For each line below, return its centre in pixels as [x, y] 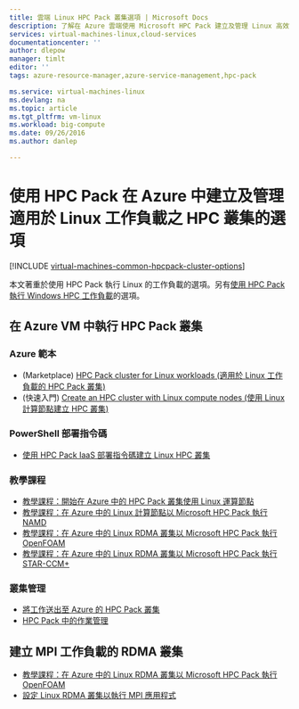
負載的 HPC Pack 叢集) [64, 386]
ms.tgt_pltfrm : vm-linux [55, 117]
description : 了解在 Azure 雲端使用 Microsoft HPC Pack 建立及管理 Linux [141, 26]
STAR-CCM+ [46, 564]
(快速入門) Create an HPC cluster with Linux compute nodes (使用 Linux [153, 397]
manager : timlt [37, 59]
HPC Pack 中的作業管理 [65, 621]
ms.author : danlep [43, 142]
